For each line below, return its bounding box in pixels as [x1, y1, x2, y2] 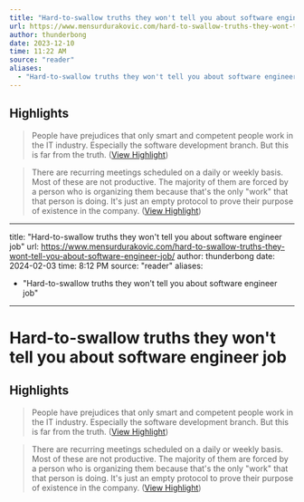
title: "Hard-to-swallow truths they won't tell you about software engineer [9, 231, 282, 242]
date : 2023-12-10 [9, 38, 75, 48]
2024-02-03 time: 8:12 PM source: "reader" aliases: [9, 260, 204, 271]
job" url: [9, 241, 39, 252]
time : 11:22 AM [9, 47, 67, 56]
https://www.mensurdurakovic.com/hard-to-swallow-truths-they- [40, 241, 285, 252]
